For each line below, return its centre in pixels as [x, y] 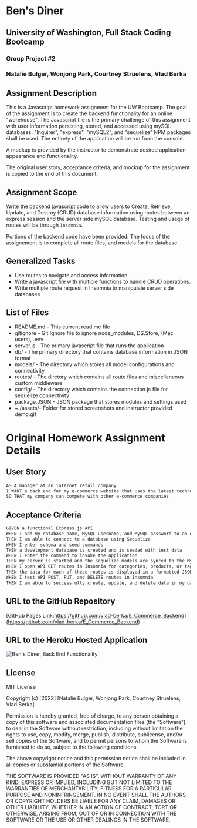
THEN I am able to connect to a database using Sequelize [78, 539]
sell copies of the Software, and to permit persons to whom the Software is [97, 741]
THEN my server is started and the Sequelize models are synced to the [95, 561]
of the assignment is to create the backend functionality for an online [89, 113]
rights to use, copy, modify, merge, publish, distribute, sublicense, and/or [94, 735]
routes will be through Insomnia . [45, 225]
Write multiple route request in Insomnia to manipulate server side [94, 288]
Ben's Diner [35, 11]
